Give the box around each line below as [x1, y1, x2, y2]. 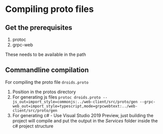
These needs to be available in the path [5, 51, 86, 57]
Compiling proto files [5, 3, 94, 15]
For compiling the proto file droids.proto [5, 79, 89, 85]
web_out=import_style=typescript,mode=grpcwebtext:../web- [12, 104, 138, 109]
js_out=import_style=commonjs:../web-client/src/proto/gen [12, 99, 138, 104]
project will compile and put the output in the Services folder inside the [12, 118, 158, 124]
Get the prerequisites [5, 23, 72, 32]
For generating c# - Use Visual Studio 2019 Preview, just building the [12, 112, 154, 118]
